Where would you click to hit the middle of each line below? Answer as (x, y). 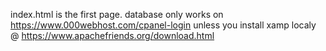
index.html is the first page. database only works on (117, 14)
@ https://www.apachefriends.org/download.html (112, 35)
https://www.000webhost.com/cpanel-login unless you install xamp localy (163, 25)
